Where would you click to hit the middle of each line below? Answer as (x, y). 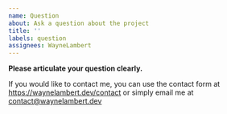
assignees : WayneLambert (50, 46)
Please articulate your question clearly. (76, 68)
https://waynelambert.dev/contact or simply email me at (101, 92)
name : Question (34, 16)
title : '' (25, 31)
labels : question (37, 38)
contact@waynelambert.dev (55, 101)
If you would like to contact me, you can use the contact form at (114, 84)
